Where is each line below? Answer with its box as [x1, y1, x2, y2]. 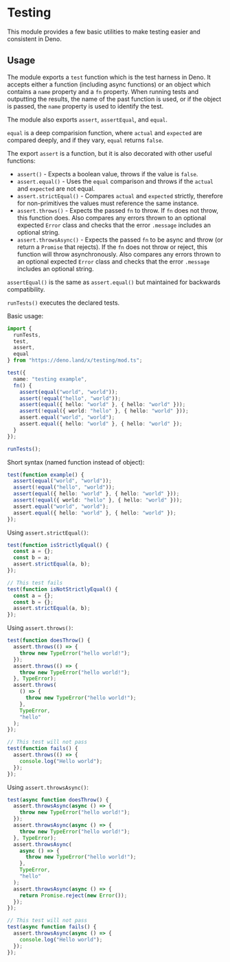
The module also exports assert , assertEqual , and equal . [7, 115, 168, 124]
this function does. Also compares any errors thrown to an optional [16, 213, 207, 222]
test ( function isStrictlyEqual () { [7, 541, 109, 548]
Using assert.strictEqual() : [7, 528, 89, 537]
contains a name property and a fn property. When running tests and [7, 87, 199, 95]
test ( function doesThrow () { [7, 637, 91, 644]
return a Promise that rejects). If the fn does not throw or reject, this [16, 242, 208, 251]
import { [7, 325, 32, 332]
